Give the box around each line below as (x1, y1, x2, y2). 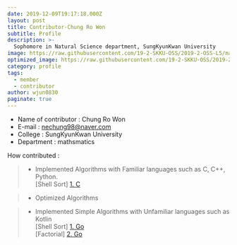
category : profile (7, 63, 61, 70)
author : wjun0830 (7, 89, 59, 96)
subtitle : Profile (7, 30, 61, 37)
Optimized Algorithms (35, 193, 99, 202)
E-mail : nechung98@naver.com (17, 123, 111, 131)
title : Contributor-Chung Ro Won (7, 23, 106, 30)
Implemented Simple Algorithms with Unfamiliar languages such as (35, 208, 230, 215)
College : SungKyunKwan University (17, 130, 123, 138)
